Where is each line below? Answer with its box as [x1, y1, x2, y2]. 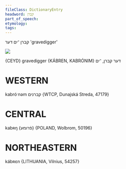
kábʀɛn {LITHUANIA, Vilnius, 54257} [5, 158, 80, 164]
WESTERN [5, 75, 48, 86]
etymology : [5, 21, 28, 26]
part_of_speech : [5, 16, 39, 21]
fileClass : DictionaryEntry [5, 7, 63, 12]
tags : [5, 26, 16, 31]
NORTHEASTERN [5, 142, 77, 153]
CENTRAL [5, 109, 46, 120]
